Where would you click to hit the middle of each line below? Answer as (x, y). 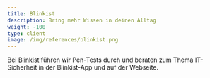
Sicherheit (22, 67)
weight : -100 (27, 27)
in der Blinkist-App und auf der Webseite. (99, 67)
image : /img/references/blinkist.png (63, 40)
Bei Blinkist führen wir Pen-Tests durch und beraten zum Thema (100, 60)
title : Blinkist (31, 14)
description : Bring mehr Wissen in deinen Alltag (82, 20)
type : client (27, 33)
